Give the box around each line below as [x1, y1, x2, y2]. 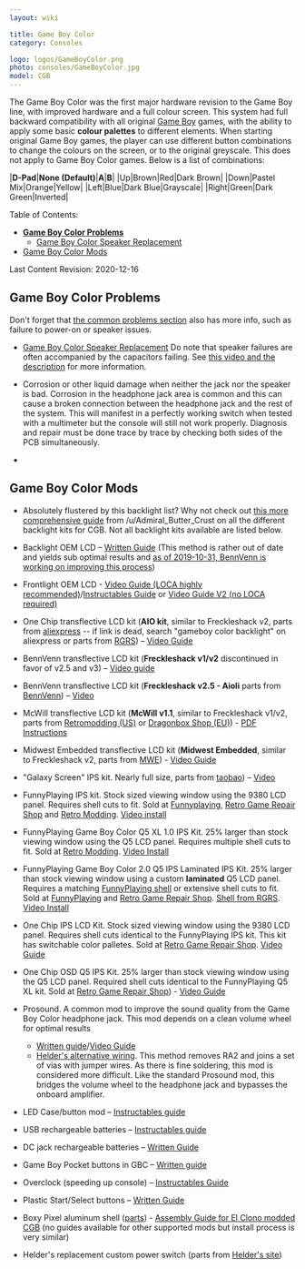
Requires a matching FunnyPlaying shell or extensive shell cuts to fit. [22, 882, 280, 893]
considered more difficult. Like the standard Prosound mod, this [35, 1069, 275, 1080]
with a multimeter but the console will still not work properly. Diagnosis [22, 417, 288, 428]
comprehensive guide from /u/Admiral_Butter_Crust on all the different [22, 514, 286, 525]
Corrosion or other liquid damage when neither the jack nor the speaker [22, 379, 291, 390]
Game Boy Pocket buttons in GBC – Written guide [22, 1159, 207, 1170]
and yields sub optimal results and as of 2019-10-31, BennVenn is [22, 552, 267, 563]
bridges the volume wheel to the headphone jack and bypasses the [35, 1079, 288, 1090]
